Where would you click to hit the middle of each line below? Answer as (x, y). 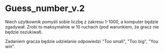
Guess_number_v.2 (45, 8)
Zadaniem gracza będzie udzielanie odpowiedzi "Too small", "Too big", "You (82, 41)
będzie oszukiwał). (24, 32)
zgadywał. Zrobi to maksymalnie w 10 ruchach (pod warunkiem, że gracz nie (82, 26)
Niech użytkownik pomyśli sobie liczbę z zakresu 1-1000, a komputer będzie (82, 22)
